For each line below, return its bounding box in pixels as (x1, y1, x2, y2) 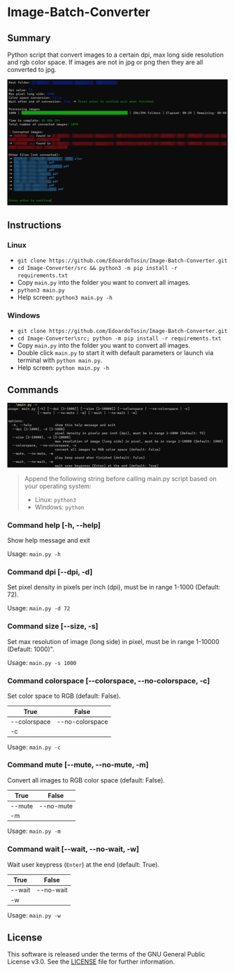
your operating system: (24, 482, 92, 490)
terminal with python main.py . (17, 356, 103, 364)
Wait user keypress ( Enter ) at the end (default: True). (7, 860, 159, 869)
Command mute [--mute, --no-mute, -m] (7, 760, 149, 770)
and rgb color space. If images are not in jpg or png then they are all (7, 58, 204, 66)
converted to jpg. (7, 66, 57, 73)
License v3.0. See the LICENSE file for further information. (7, 957, 175, 966)
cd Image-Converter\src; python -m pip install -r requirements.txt (17, 335, 222, 343)
